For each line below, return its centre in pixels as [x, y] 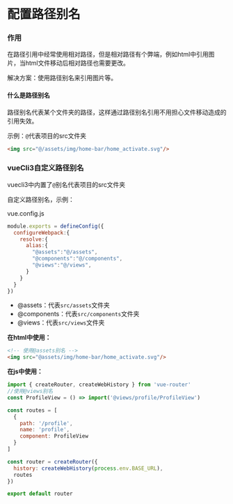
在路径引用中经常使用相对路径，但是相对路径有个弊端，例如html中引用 [108, 54]
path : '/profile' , [46, 423]
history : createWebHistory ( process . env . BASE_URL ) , [88, 468]
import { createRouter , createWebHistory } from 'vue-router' [99, 385]
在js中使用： [25, 371]
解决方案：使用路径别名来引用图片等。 [62, 78]
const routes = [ [32, 410]
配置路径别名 [44, 14]
